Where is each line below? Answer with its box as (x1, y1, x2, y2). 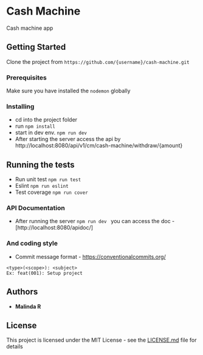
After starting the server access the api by (15, 136, 121, 143)
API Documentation (6, 204, 66, 212)
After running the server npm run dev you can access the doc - (15, 218, 175, 225)
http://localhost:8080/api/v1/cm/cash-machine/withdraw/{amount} (15, 142, 183, 150)
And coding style (6, 239, 58, 247)
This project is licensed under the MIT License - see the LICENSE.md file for (6, 336, 197, 344)
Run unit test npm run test (15, 176, 81, 183)
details (6, 343, 23, 350)
